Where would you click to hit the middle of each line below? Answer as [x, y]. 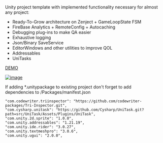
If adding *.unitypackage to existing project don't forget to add [68, 87]
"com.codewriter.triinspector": [38, 101]
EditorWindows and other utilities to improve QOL [62, 48]
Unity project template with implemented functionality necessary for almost [81, 7]
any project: [17, 12]
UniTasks [22, 58]
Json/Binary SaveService [38, 43]
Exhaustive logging [32, 37]
